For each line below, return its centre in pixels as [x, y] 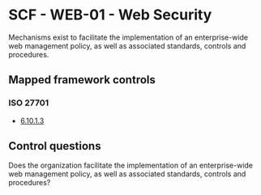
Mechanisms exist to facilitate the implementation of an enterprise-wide [128, 37]
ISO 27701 [29, 103]
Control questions [55, 146]
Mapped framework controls [82, 80]
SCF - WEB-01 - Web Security [110, 15]
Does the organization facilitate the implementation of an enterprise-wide [131, 165]
